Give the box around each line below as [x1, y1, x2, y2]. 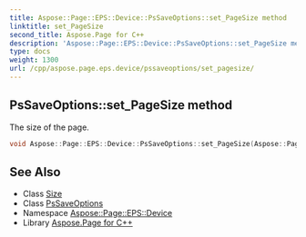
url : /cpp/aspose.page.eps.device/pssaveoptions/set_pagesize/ [9, 64, 255, 74]
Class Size [22, 188, 63, 200]
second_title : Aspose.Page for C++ [9, 30, 145, 39]
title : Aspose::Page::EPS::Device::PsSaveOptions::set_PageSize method [9, 13, 287, 23]
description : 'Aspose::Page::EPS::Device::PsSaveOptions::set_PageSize [9, 38, 287, 48]
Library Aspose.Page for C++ [22, 217, 134, 228]
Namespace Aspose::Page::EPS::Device [22, 208, 173, 219]
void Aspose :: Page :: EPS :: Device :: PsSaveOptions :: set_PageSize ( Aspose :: [9, 139, 287, 148]
